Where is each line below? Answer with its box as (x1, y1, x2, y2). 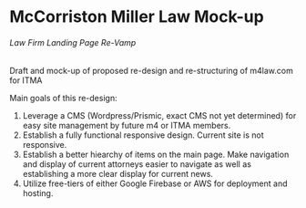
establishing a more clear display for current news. (22, 169, 214, 180)
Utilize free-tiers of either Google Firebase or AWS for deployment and (22, 178, 288, 189)
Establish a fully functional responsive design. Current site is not (22, 130, 264, 140)
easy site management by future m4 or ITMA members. (22, 120, 231, 131)
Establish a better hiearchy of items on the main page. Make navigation (22, 149, 290, 161)
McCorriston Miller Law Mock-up (9, 6, 264, 27)
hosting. (22, 188, 54, 199)
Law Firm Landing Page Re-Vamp (9, 36, 137, 47)
